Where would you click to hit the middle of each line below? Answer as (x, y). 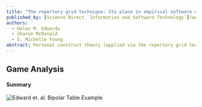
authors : (17, 23)
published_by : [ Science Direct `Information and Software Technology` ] (98, 17)
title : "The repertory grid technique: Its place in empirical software (99, 12)
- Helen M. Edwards (36, 28)
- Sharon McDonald (35, 34)
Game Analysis (35, 69)
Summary (19, 84)
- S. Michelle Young (37, 39)
